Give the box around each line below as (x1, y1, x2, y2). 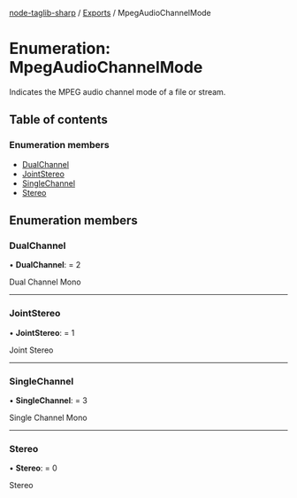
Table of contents (9, 113, 108, 128)
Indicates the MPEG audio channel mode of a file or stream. (9, 86, 226, 97)
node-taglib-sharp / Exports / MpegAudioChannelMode (9, 8, 212, 18)
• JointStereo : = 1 (9, 327, 75, 338)
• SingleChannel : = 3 (9, 394, 88, 406)
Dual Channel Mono (9, 276, 81, 287)
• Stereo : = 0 (9, 463, 57, 473)
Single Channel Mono (9, 412, 88, 423)
